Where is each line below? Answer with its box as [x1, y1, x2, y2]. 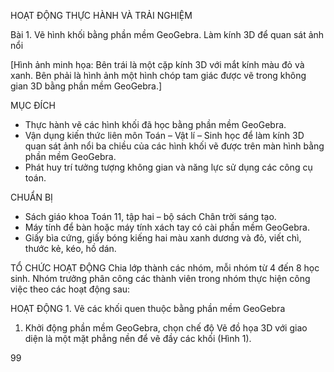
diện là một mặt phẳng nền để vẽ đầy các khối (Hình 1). [24, 333, 252, 344]
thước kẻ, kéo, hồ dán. [24, 243, 117, 254]
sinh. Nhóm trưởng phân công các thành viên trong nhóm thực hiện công [10, 273, 311, 284]
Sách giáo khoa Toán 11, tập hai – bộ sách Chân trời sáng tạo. [24, 211, 277, 222]
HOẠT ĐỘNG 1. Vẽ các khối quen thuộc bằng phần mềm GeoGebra [10, 303, 286, 314]
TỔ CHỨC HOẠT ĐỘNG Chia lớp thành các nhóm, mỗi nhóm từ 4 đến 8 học [10, 262, 320, 274]
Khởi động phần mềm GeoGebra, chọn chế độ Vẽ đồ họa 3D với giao [24, 322, 308, 334]
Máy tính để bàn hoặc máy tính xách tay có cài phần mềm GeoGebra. [24, 221, 310, 233]
